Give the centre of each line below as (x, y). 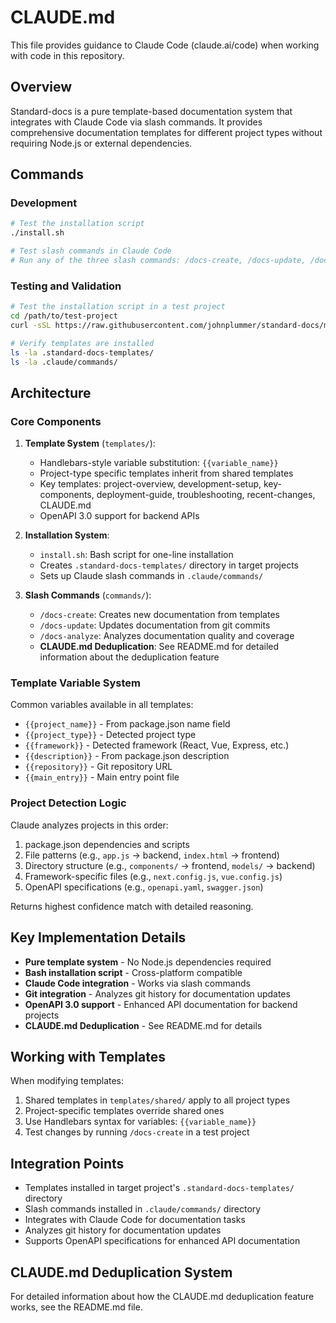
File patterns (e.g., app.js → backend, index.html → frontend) (152, 855)
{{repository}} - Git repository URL (98, 767)
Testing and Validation (66, 286)
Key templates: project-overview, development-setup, (150, 484)
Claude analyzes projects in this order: (89, 825)
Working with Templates (88, 1056)
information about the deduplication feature (129, 657)
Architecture (51, 392)
